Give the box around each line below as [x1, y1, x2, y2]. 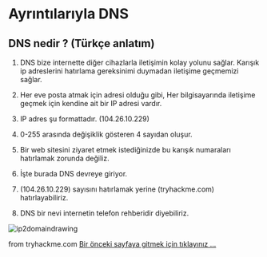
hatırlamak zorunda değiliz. [19, 153, 110, 163]
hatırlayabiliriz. [19, 193, 69, 202]
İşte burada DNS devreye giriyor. [19, 169, 128, 178]
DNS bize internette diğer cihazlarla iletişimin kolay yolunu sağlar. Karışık [19, 57, 260, 67]
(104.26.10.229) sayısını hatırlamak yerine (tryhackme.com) [19, 184, 214, 194]
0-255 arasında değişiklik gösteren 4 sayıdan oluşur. [19, 129, 193, 139]
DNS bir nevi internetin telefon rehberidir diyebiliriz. [19, 208, 189, 218]
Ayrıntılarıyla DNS [8, 5, 130, 23]
